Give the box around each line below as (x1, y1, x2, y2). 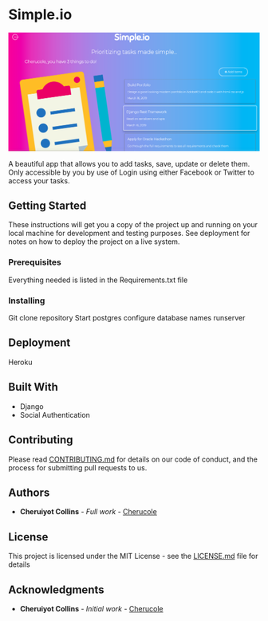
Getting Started (8, 199, 87, 213)
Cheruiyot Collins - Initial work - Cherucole (19, 603, 164, 613)
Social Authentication (19, 410, 90, 419)
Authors (8, 485, 50, 499)
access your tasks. (8, 175, 70, 185)
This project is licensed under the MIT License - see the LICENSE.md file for (8, 552, 258, 561)
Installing (8, 295, 45, 306)
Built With (8, 380, 58, 394)
